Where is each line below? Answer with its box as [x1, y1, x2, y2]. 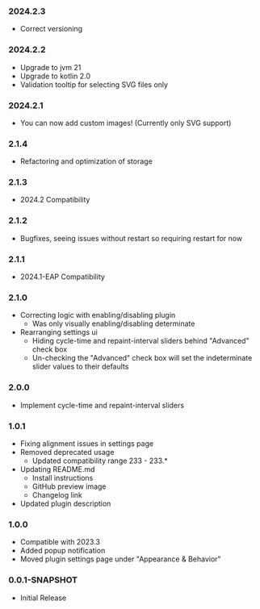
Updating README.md [19, 464, 95, 473]
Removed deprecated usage [19, 447, 115, 457]
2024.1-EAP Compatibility [19, 272, 105, 282]
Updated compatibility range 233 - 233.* [31, 456, 168, 465]
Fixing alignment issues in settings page [19, 438, 154, 448]
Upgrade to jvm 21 [19, 62, 82, 72]
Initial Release [19, 593, 67, 603]
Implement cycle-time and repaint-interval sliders [19, 400, 184, 410]
